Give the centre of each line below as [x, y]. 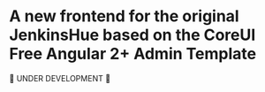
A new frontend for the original [125, 16]
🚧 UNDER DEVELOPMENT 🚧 [60, 78]
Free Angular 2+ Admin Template [133, 54]
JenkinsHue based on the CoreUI [132, 35]
